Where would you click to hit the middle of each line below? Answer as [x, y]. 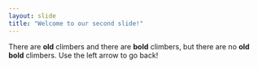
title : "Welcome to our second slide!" [76, 23]
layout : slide [33, 16]
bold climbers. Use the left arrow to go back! [83, 55]
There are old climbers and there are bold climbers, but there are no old [129, 46]
